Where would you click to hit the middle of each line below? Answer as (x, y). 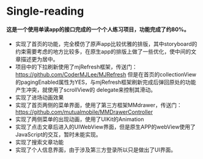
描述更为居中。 (39, 59)
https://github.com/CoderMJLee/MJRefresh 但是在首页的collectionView (106, 75)
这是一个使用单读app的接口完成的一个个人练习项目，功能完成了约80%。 (98, 29)
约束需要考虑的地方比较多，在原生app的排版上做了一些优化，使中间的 (103, 52)
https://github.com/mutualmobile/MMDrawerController (84, 112)
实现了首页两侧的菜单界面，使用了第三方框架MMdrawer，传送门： (98, 105)
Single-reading (45, 11)
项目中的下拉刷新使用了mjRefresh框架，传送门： (76, 67)
